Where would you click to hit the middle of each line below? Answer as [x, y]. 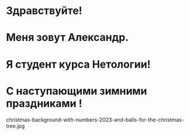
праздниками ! [44, 103]
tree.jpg [15, 126]
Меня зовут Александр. [68, 38]
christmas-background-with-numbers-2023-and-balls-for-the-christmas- [95, 120]
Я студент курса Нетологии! [78, 64]
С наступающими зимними [77, 91]
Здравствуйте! [44, 11]
